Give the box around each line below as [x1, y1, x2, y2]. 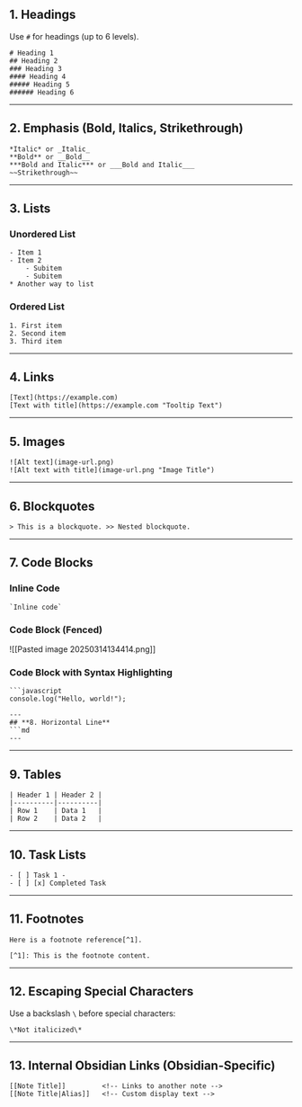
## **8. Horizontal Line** [9, 719, 111, 728]
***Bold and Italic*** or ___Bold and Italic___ [9, 160, 195, 169]
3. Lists [9, 201, 51, 217]
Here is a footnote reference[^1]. [9, 935, 143, 944]
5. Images [9, 433, 66, 449]
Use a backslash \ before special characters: [9, 1007, 176, 1019]
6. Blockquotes [9, 498, 95, 513]
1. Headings [9, 7, 76, 22]
